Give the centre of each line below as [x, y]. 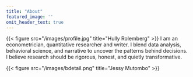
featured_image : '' [30, 17]
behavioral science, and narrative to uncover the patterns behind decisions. [97, 51]
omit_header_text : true [35, 22]
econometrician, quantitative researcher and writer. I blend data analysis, [94, 45]
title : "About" [24, 11]
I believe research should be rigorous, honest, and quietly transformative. [94, 57]
